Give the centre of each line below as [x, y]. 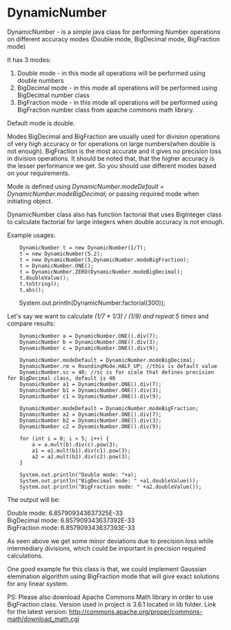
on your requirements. [39, 173]
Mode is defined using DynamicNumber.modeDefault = [86, 186]
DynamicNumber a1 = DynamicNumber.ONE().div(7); [91, 384]
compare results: [31, 323]
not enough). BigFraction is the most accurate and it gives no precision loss [114, 151]
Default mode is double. [41, 123]
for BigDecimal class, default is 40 [61, 378]
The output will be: [34, 499]
